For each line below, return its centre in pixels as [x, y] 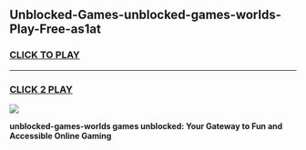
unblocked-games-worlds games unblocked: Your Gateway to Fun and [146, 125]
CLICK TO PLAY [45, 55]
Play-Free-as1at [56, 30]
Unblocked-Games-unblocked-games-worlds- [146, 15]
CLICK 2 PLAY [41, 89]
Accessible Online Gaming [61, 135]
